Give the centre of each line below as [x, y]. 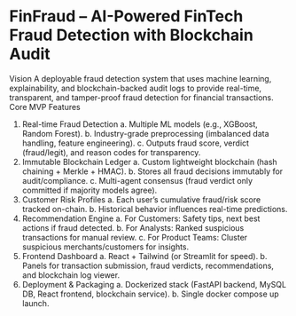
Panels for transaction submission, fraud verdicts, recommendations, [148, 265]
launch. [35, 303]
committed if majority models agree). [90, 190]
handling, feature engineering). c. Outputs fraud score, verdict [136, 143]
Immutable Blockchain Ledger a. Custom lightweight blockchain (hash [149, 162]
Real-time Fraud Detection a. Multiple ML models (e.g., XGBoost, [140, 124]
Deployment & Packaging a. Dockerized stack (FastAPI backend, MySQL [154, 284]
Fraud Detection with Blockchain [132, 35]
